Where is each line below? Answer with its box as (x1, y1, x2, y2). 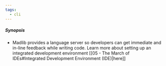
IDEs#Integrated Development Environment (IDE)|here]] (12, 56, 126, 62)
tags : (5, 7, 16, 12)
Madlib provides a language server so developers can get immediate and (12, 40, 162, 46)
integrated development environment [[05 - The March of (12, 50, 130, 56)
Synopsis (5, 27, 25, 33)
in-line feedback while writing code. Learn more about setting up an (12, 45, 151, 51)
